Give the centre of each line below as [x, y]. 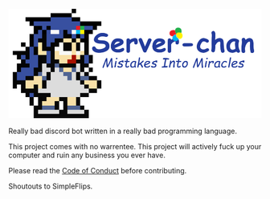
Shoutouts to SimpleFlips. [51, 186]
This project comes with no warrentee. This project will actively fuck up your [135, 147]
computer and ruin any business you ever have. [87, 155]
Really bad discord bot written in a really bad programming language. [123, 131]
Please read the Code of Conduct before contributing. [98, 171]
